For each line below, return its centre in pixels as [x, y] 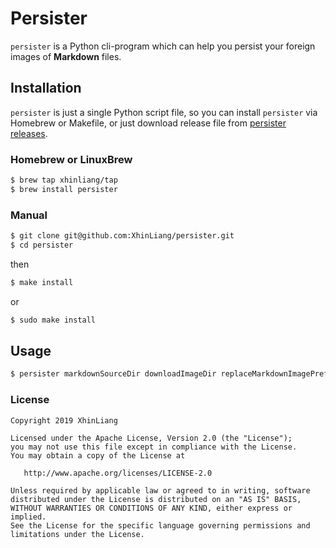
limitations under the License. [77, 534]
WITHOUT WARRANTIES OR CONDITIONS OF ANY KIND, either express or [151, 508]
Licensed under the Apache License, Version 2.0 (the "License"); [151, 438]
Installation [46, 88]
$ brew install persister [64, 189]
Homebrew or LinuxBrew [71, 159]
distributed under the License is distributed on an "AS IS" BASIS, [156, 499]
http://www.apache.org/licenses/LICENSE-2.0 [118, 473]
